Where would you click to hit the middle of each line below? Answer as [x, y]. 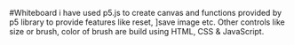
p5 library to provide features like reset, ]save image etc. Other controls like [147, 22]
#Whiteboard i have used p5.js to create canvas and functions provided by [146, 13]
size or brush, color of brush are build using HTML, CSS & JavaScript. [137, 31]
